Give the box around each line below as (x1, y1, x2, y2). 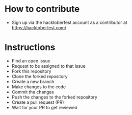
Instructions (4, 42, 55, 53)
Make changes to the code (11, 84, 66, 90)
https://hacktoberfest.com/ (11, 24, 67, 30)
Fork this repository (11, 68, 52, 74)
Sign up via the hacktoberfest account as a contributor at (11, 19, 128, 25)
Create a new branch (11, 78, 54, 84)
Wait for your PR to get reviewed (11, 104, 78, 110)
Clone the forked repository (11, 73, 68, 79)
